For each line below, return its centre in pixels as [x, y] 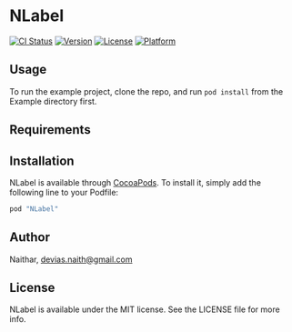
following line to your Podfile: [64, 192]
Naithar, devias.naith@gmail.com [71, 259]
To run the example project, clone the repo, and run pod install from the [146, 91]
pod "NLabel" [34, 209]
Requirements [50, 130]
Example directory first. [53, 101]
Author [30, 237]
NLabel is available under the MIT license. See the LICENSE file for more [145, 309]
